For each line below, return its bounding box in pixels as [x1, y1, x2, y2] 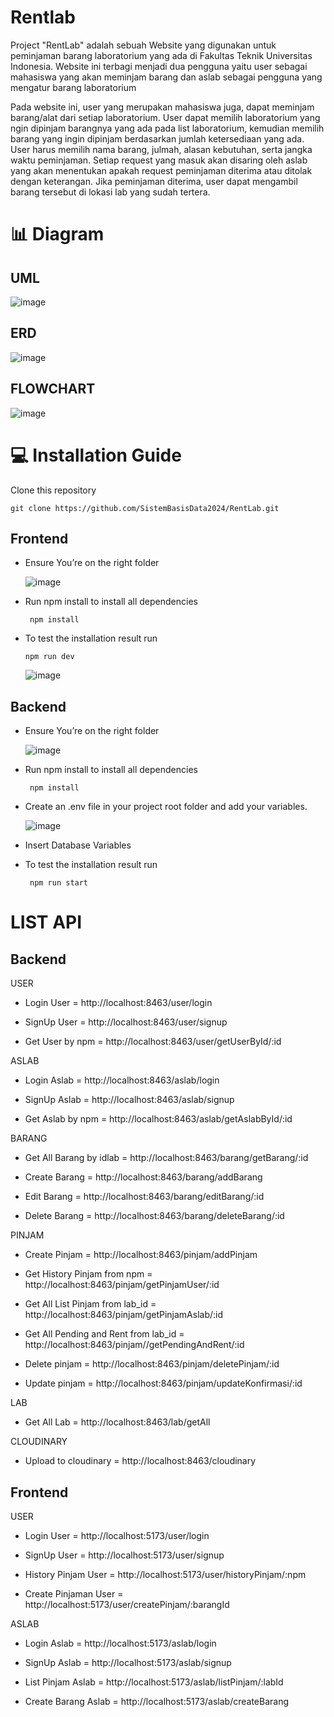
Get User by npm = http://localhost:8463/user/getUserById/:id [24, 1036, 282, 1048]
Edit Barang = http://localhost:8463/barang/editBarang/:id [24, 1191, 265, 1203]
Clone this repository [10, 484, 97, 496]
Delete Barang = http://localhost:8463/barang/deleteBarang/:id [24, 1210, 285, 1222]
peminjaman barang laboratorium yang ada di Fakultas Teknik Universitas [10, 49, 313, 61]
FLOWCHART [10, 381, 96, 398]
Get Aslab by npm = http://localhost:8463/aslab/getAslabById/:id [24, 1113, 293, 1125]
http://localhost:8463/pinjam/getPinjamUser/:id [24, 1279, 220, 1291]
